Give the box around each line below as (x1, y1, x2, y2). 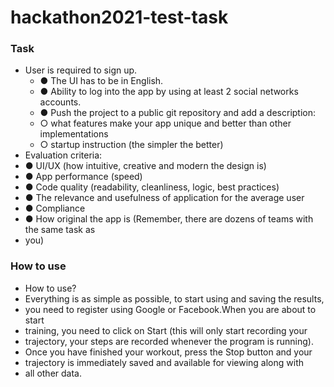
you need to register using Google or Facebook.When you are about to (24, 303, 317, 315)
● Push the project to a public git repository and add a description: (39, 107, 317, 119)
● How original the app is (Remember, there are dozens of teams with (24, 213, 314, 225)
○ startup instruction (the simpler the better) (39, 139, 224, 151)
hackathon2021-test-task (10, 6, 229, 29)
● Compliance (24, 202, 86, 215)
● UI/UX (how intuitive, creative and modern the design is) (24, 160, 267, 172)
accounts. (39, 96, 82, 108)
